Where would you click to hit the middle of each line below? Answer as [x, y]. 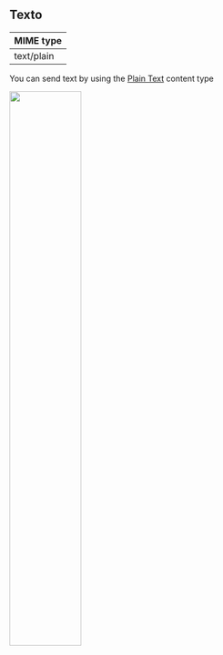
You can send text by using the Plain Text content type [111, 78]
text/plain [34, 55]
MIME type [38, 40]
